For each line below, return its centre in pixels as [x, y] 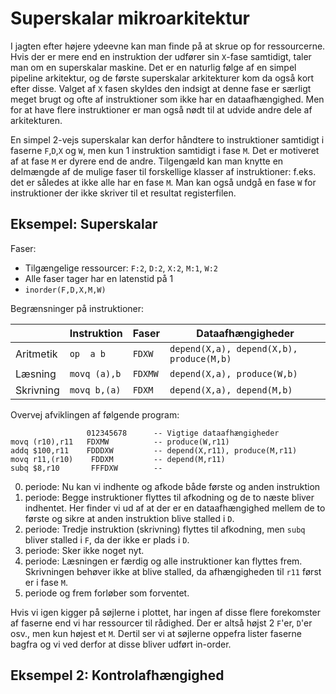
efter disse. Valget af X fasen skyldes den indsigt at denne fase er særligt [161, 88]
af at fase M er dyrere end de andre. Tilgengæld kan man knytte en [147, 161]
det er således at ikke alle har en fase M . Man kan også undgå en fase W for [163, 182]
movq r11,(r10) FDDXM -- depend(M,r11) [118, 459]
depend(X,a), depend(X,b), [233, 348]
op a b [87, 353]
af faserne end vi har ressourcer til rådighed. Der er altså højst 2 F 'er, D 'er [161, 623]
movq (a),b [95, 373]
